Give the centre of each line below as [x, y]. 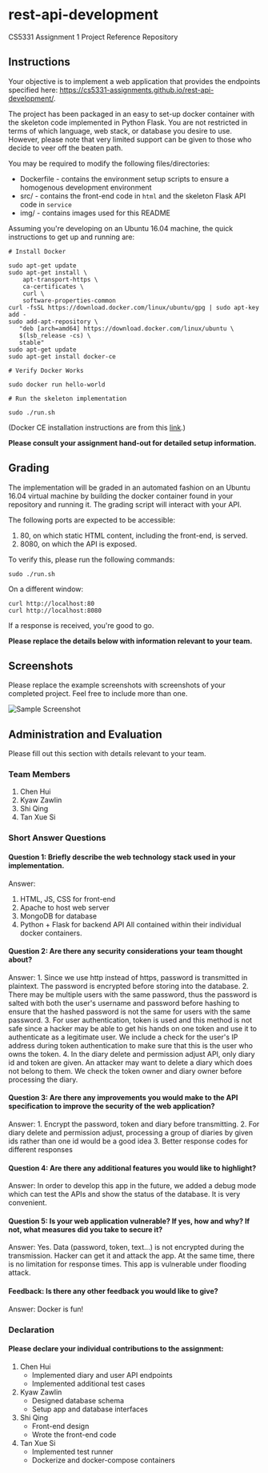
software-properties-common [69, 300]
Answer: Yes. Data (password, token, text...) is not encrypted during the [126, 1247]
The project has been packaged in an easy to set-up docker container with [131, 114]
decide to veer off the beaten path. [66, 148]
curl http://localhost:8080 [55, 610]
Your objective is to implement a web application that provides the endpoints [134, 81]
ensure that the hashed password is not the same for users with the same [129, 1011]
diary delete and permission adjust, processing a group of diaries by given [131, 1133]
